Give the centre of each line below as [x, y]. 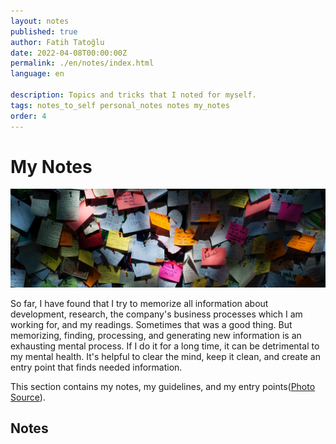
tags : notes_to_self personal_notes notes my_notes [120, 105]
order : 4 [28, 116]
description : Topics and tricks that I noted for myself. [133, 95]
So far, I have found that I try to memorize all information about [139, 303]
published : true [44, 31]
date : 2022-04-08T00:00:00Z [69, 53]
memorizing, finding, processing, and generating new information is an [156, 335]
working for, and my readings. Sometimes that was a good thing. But [151, 324]
